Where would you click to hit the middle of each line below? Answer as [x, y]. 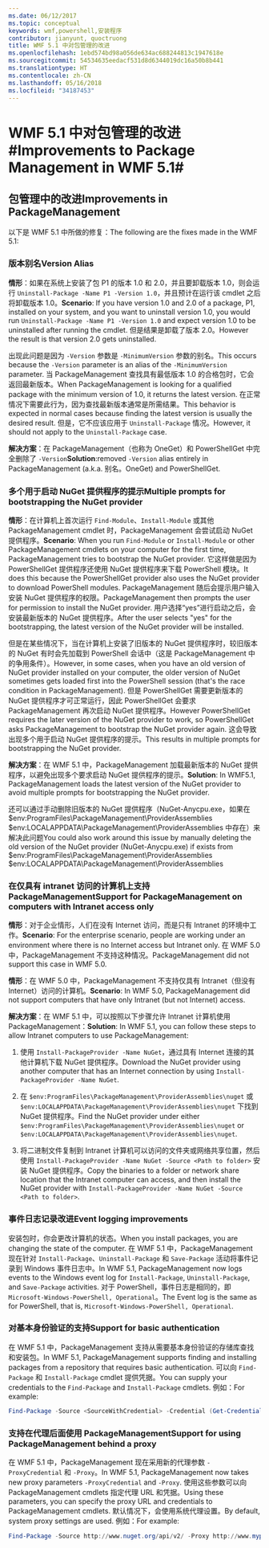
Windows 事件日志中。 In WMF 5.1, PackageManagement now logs [133, 1268]
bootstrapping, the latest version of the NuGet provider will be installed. [126, 627]
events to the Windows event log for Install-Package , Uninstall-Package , [129, 1277]
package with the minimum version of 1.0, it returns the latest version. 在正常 [134, 394]
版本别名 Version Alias [51, 263]
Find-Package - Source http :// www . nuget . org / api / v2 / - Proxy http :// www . [130, 1536]
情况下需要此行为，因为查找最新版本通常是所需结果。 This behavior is [122, 404]
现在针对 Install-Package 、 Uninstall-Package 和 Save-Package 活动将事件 [130, 1258]
